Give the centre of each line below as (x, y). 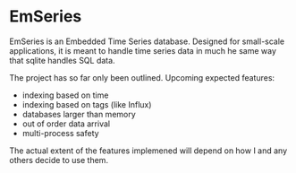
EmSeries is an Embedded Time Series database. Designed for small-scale (147, 41)
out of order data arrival (66, 124)
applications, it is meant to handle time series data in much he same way (143, 50)
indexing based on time (65, 95)
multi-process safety (61, 133)
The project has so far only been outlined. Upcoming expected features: (142, 77)
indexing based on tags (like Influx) (87, 104)
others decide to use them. (59, 160)
